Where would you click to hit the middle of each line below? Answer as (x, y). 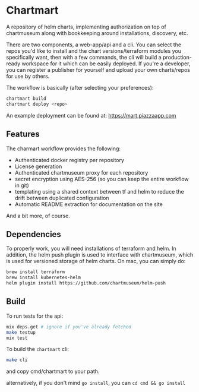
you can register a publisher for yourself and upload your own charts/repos (98, 69)
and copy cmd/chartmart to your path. (53, 371)
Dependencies (34, 234)
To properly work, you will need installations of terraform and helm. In (91, 249)
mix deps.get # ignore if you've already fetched (69, 327)
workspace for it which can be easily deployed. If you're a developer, (106, 64)
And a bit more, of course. (38, 216)
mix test (17, 338)
